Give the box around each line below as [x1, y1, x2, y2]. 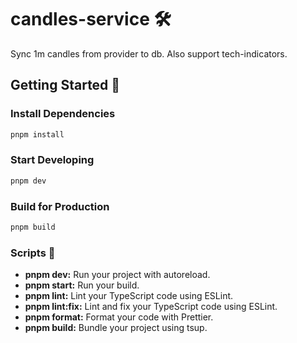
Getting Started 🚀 [10, 77, 121, 94]
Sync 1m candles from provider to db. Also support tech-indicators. [10, 47, 288, 60]
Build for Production [10, 199, 110, 213]
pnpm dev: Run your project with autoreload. [24, 269, 211, 281]
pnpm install [10, 129, 65, 140]
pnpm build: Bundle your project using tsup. [24, 322, 208, 334]
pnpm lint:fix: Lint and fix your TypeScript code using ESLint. [24, 301, 278, 313]
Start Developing [10, 153, 95, 167]
